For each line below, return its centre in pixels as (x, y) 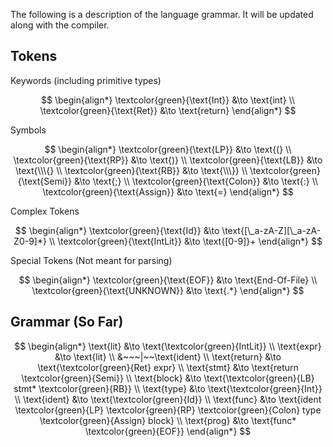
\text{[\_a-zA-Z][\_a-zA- (271, 230)
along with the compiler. (60, 25)
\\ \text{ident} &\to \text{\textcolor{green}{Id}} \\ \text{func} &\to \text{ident (168, 399)
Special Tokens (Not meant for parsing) (91, 260)
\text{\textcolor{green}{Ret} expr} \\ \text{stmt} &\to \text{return (168, 367)
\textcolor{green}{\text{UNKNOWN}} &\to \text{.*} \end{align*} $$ (168, 290)
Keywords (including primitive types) (86, 80)
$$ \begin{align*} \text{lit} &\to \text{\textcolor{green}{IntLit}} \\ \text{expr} (168, 346)
